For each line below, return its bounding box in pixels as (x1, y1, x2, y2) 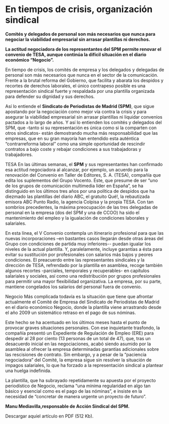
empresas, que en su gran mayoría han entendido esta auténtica (5, 135, 139, 141)
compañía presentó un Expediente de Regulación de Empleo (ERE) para (5, 330, 154, 336)
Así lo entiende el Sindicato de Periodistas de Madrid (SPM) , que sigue (5, 103, 155, 109)
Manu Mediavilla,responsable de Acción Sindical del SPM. (5, 403, 130, 409)
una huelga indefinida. (5, 367, 51, 374)
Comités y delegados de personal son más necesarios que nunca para (5, 31, 155, 37)
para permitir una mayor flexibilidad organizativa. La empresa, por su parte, (5, 278, 162, 284)
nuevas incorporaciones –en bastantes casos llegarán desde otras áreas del (5, 235, 164, 241)
